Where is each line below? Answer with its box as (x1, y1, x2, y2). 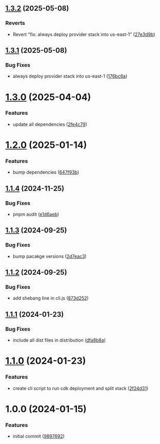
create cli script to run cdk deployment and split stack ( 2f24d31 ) (12, 385, 149, 391)
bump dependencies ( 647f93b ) (12, 169, 79, 175)
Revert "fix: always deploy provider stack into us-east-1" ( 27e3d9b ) (12, 31, 155, 38)
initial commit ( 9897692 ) (12, 433, 65, 439)
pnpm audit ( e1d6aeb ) (12, 211, 59, 217)
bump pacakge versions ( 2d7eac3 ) (12, 253, 87, 259)
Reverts (5, 20, 26, 27)
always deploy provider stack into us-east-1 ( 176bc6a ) (12, 73, 128, 79)
